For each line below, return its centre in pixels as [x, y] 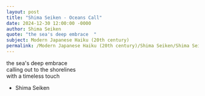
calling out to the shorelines [41, 69]
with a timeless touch [33, 76]
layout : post [23, 12]
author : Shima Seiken [34, 29]
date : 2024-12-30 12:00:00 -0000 [49, 23]
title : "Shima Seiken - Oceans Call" [54, 18]
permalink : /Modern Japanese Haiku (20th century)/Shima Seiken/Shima [98, 46]
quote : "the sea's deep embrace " [52, 35]
